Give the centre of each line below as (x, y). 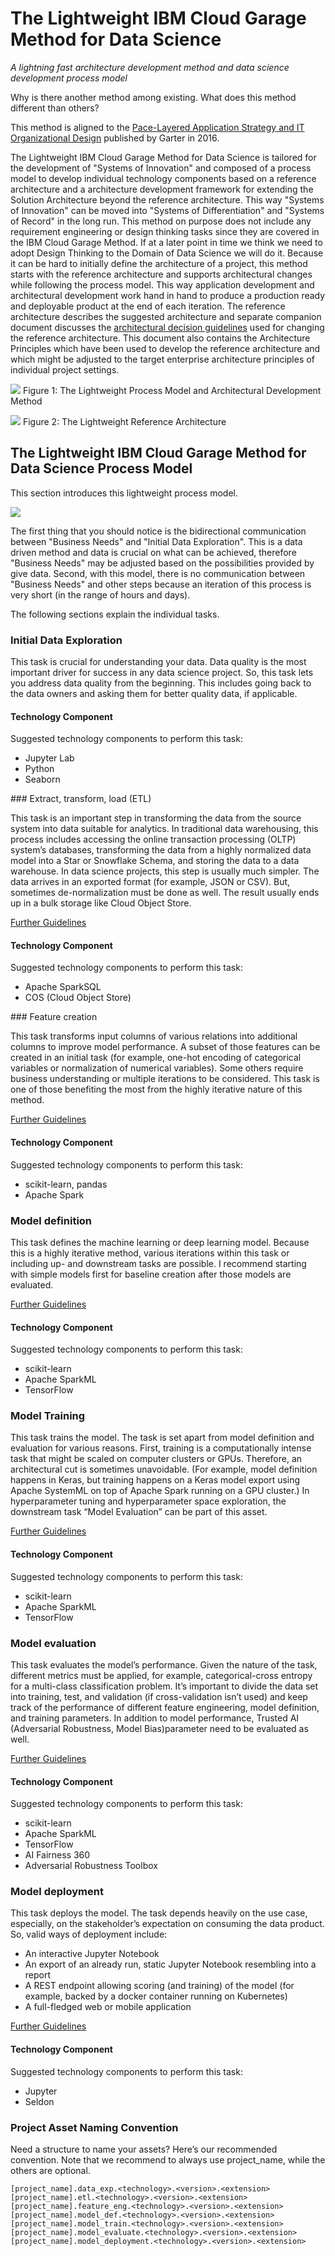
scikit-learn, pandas (66, 1184)
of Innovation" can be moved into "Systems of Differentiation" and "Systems (167, 210)
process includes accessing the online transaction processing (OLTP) (153, 839)
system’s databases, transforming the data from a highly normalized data (161, 850)
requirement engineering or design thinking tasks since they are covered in (165, 231)
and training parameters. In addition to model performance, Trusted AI (155, 1718)
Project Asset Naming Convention (94, 2127)
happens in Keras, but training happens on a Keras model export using (155, 1480)
